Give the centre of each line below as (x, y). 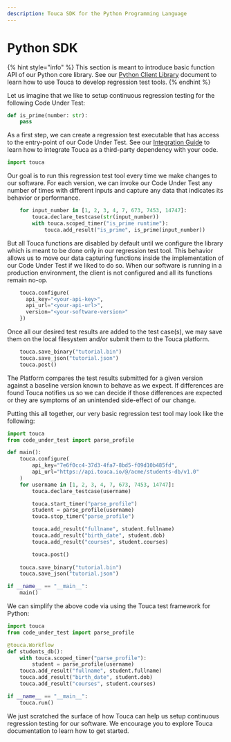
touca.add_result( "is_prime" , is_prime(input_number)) (125, 230)
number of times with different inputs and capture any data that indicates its (115, 191)
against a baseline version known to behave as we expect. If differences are (115, 385)
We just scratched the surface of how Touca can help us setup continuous (113, 716)
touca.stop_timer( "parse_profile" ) (83, 517)
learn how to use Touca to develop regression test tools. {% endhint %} (109, 82)
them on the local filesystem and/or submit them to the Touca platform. (108, 339)
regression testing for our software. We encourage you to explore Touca (110, 723)
